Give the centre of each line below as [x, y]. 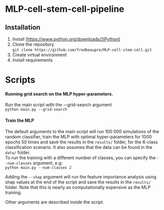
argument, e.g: [48, 163]
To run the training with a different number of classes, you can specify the [81, 157]
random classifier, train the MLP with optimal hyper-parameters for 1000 [79, 137]
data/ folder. [18, 152]
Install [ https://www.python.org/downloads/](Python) [66, 39]
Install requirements [32, 60]
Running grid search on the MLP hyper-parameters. [59, 94]
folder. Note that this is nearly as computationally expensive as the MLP [78, 187]
